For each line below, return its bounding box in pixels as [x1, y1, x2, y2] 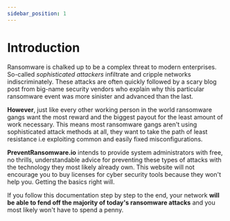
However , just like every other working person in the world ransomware [7, 105, 213, 114]
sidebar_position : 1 [7, 10, 67, 17]
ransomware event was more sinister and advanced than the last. [7, 92, 194, 100]
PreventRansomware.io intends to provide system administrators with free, [7, 148, 223, 156]
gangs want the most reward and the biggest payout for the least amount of [7, 113, 223, 121]
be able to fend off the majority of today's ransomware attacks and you [7, 198, 216, 206]
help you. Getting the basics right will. [7, 177, 116, 186]
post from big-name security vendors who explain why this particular [7, 84, 204, 93]
